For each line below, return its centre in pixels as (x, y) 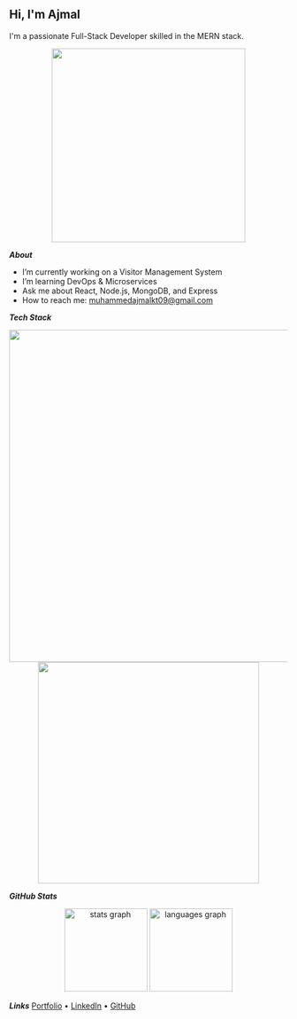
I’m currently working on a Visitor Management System (122, 272)
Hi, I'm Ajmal (45, 15)
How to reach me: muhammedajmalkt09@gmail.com (118, 299)
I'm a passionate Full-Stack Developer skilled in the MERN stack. (127, 35)
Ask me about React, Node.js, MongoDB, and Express (120, 291)
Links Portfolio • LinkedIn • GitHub (72, 1006)
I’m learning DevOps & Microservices (89, 281)
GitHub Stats (33, 896)
